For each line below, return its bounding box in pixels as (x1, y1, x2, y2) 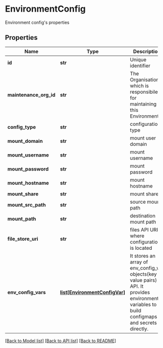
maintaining (130, 101, 157, 107)
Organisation (130, 76, 159, 83)
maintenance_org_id (7, 91, 56, 98)
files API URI (130, 226, 159, 233)
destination (130, 212, 156, 219)
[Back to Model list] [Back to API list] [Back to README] (5, 338, 116, 344)
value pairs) (130, 277, 157, 283)
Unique (130, 56, 147, 63)
